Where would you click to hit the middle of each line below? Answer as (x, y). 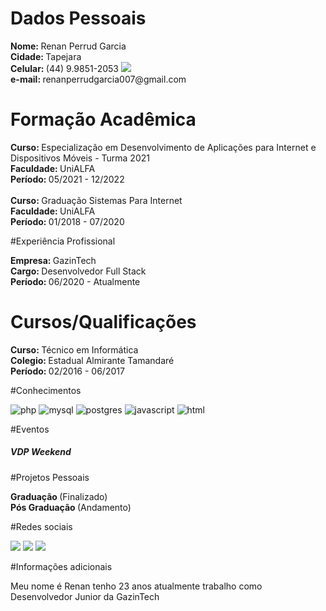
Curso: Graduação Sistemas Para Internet (96, 200)
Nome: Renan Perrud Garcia (68, 46)
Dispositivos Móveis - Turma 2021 (80, 158)
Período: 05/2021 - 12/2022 (67, 179)
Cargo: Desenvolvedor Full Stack (78, 271)
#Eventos (30, 429)
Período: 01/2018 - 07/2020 (67, 221)
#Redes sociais (41, 526)
